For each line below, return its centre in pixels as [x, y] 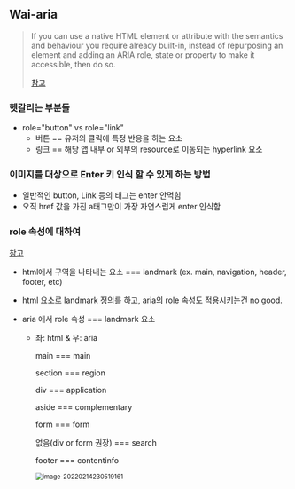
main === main [63, 355]
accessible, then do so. [74, 64]
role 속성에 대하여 [45, 232]
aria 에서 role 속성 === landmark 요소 [89, 319]
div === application [71, 390]
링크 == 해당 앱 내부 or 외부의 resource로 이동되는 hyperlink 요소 [149, 149]
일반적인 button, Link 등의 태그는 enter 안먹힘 [101, 195]
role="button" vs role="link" [73, 128]
